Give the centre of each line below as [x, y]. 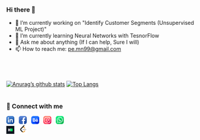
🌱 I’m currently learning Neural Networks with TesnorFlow [87, 36]
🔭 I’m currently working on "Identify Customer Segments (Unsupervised [105, 23]
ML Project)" [31, 29]
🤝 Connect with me [35, 106]
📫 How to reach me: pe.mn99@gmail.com [68, 49]
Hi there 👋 [21, 10]
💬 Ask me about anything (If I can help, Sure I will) [77, 42]
